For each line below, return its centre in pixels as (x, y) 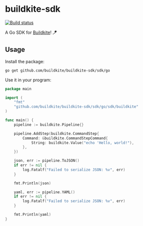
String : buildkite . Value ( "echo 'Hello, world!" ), (82, 143)
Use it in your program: (28, 80)
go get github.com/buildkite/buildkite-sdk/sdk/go (58, 70)
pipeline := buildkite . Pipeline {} (49, 125)
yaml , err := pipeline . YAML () (45, 192)
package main (18, 89)
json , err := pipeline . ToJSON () (47, 161)
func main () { (20, 120)
